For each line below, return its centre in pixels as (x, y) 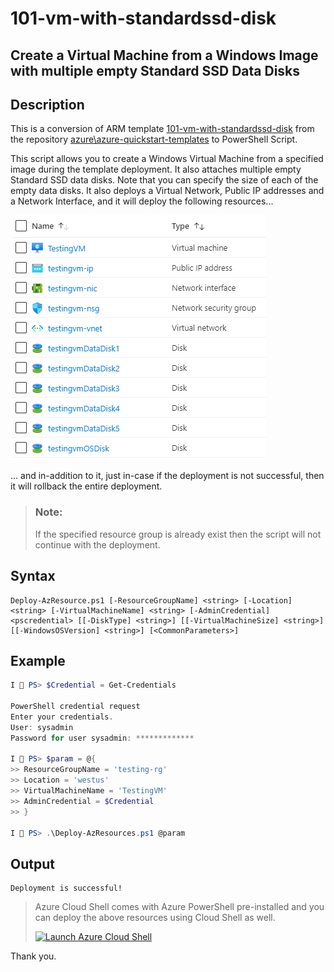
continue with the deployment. (97, 544)
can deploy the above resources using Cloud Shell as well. (155, 918)
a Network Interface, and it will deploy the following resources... (142, 201)
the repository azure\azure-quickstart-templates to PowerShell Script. (154, 139)
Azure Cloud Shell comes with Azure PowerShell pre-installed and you (179, 907)
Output (32, 863)
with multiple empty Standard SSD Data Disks (155, 70)
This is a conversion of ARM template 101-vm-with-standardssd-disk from (162, 129)
